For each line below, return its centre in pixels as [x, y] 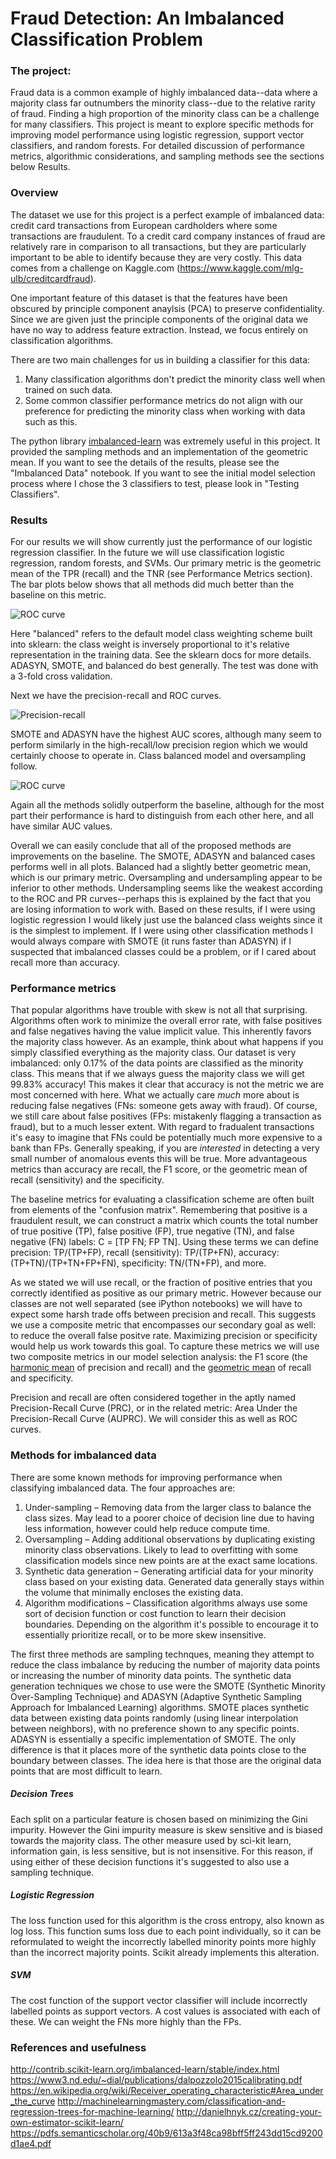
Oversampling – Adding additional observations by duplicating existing [170, 1539]
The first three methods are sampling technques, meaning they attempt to [162, 1654]
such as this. [51, 421]
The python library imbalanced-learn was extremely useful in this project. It [165, 441]
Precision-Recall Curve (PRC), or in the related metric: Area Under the [154, 1408]
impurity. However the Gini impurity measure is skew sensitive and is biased [166, 1829]
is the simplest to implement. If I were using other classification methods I [162, 931]
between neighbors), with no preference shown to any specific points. [155, 1728]
